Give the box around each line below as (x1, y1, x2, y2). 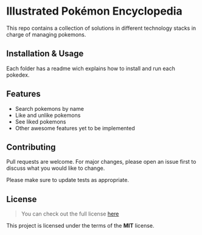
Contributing (6, 142, 56, 152)
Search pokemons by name (15, 105, 84, 112)
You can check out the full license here (21, 210, 119, 217)
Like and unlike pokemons (15, 111, 81, 119)
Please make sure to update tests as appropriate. (6, 177, 130, 184)
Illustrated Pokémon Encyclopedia (6, 4, 183, 18)
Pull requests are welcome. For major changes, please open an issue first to (6, 158, 197, 166)
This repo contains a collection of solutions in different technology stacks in (6, 24, 197, 32)
